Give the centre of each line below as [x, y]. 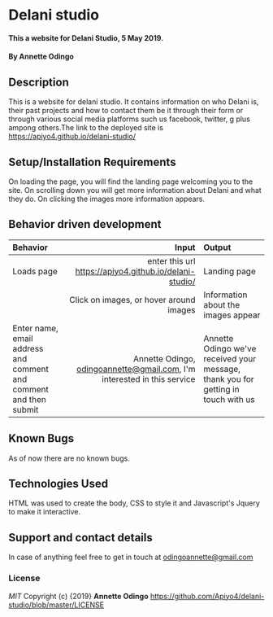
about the [221, 304]
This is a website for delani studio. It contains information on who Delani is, [134, 102]
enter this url [171, 260]
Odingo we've [230, 348]
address [28, 348]
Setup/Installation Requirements [92, 162]
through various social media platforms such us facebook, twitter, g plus [129, 119]
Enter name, [35, 328]
